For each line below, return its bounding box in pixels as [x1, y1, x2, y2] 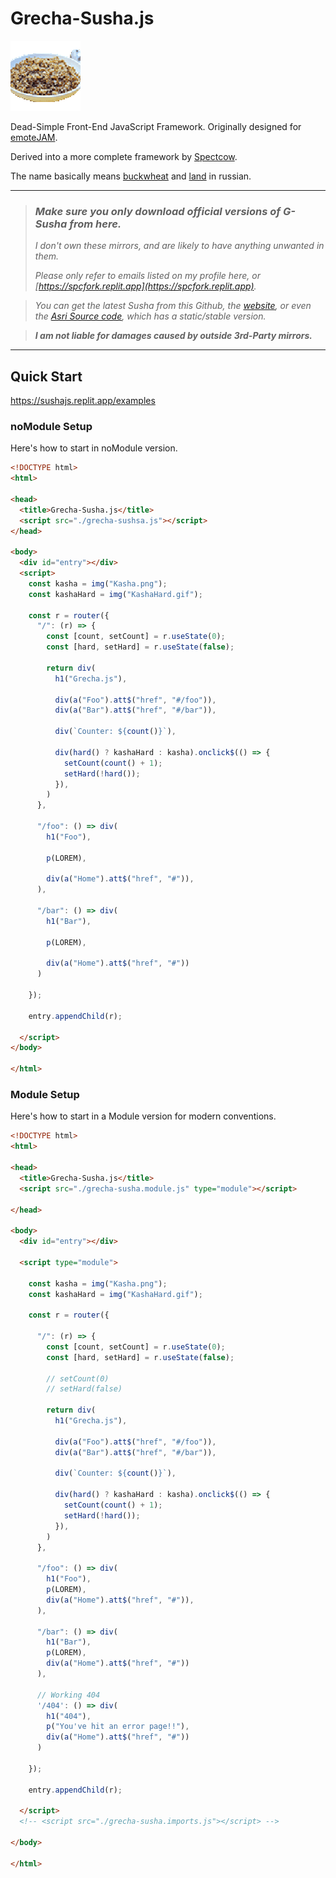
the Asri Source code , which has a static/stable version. [34, 310, 267, 322]
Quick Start [10, 368, 83, 385]
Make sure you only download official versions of [34, 204, 282, 218]
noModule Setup [10, 419, 93, 433]
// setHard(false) [46, 1384, 123, 1394]
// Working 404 [36, 1690, 101, 1700]
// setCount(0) [46, 1373, 110, 1384]
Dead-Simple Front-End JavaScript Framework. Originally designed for [10, 120, 302, 132]
